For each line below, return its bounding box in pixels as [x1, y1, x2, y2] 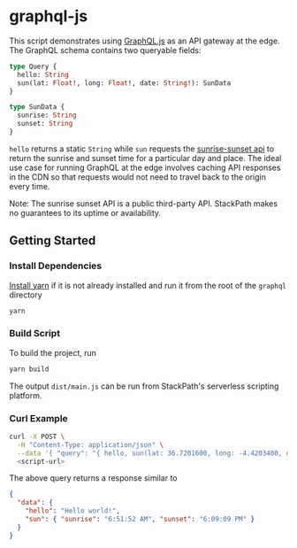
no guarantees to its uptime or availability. [9, 207, 162, 218]
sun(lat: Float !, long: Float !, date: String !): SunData [17, 78, 232, 88]
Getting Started [9, 233, 96, 249]
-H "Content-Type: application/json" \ [17, 440, 164, 449]
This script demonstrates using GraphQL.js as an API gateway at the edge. [9, 35, 280, 46]
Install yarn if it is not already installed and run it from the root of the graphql [9, 280, 287, 290]
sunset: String [17, 120, 73, 128]
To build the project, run [9, 347, 97, 358]
